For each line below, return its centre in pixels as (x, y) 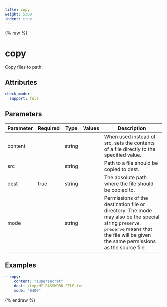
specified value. (123, 155)
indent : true (19, 19)
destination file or (125, 204)
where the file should (129, 183)
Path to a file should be (131, 163)
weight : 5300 (19, 14)
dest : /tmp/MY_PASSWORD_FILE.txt (49, 286)
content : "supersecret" (39, 281)
